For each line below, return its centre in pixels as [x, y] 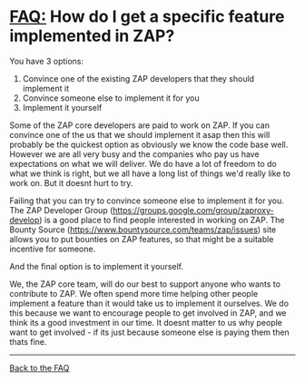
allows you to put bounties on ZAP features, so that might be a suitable [142, 239]
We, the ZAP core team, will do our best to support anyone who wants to [145, 284]
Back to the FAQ [39, 367]
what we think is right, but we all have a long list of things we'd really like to [150, 173]
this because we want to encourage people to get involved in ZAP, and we [148, 313]
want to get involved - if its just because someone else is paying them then [150, 332]
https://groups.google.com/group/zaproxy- [193, 210]
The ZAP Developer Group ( [61, 210]
